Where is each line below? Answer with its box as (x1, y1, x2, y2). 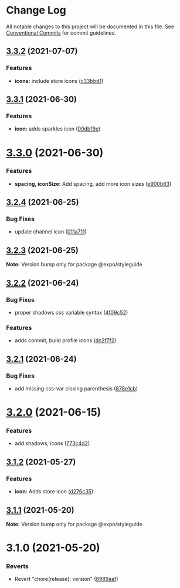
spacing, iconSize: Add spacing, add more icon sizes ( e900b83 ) (14, 180, 172, 187)
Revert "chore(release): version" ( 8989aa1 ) (14, 576, 118, 583)
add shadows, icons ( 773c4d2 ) (14, 440, 90, 447)
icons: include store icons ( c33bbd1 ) (14, 77, 104, 84)
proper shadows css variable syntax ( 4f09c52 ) (14, 309, 128, 316)
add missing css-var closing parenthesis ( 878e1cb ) (14, 385, 138, 392)
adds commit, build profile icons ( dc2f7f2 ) (14, 337, 117, 344)
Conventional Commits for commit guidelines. (6, 29, 116, 36)
